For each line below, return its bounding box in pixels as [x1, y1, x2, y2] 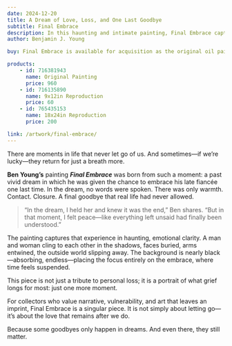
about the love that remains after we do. [16, 312, 130, 320]
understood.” [23, 220, 61, 228]
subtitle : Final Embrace [7, 23, 79, 30]
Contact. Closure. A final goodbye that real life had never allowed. [7, 192, 195, 201]
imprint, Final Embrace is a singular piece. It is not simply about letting [7, 304, 206, 312]
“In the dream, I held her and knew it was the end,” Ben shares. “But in [23, 205, 224, 214]
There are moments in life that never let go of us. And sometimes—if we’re [7, 150, 219, 158]
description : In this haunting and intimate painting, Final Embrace [7, 29, 212, 37]
